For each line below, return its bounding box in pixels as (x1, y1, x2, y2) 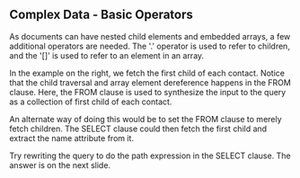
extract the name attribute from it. (9, 132, 135, 143)
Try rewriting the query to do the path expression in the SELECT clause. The (9, 150, 291, 161)
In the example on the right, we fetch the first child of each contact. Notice (9, 67, 286, 78)
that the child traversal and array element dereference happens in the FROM (9, 76, 292, 88)
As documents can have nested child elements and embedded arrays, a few (9, 31, 291, 41)
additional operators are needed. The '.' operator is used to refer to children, (9, 40, 290, 51)
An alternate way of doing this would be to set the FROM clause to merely (9, 113, 282, 124)
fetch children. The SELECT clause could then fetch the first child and (9, 123, 268, 134)
